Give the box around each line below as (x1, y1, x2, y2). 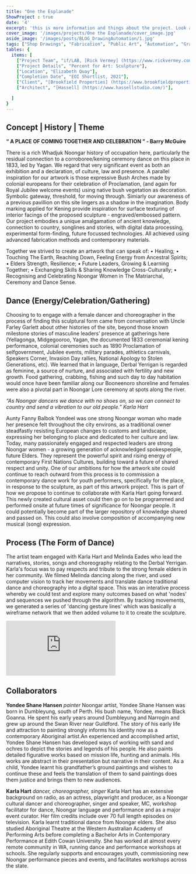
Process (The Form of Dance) (6, 537, 115, 547)
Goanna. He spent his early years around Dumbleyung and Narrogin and (6, 714, 180, 721)
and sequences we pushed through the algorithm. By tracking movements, (6, 597, 185, 604)
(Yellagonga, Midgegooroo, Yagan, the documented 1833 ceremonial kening (6, 336, 189, 343)
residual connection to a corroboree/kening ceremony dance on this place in (6, 156, 190, 163)
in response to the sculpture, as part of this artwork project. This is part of (6, 484, 184, 491)
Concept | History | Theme (6, 122, 105, 132)
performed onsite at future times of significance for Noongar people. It (6, 502, 176, 509)
